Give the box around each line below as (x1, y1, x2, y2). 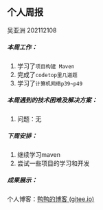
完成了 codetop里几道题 (16, 70, 78, 78)
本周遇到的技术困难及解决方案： (7, 96, 98, 105)
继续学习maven (16, 150, 60, 158)
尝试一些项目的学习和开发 (16, 159, 90, 167)
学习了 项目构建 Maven (16, 61, 75, 70)
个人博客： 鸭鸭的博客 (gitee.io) (7, 195, 95, 203)
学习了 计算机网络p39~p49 (16, 78, 83, 87)
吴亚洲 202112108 (7, 26, 57, 34)
